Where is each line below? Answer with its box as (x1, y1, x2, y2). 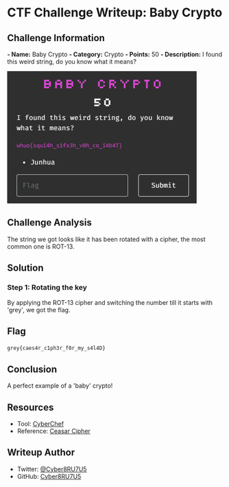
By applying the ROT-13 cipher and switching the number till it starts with (7, 298, 213, 306)
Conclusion (7, 363, 58, 375)
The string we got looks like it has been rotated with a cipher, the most (7, 235, 206, 243)
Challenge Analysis (7, 217, 93, 229)
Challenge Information (7, 32, 105, 44)
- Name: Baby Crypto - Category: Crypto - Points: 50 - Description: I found (7, 50, 223, 58)
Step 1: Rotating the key (7, 283, 88, 292)
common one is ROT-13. (7, 242, 75, 251)
